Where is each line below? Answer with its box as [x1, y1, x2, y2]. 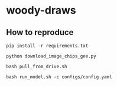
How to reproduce [6, 27, 74, 37]
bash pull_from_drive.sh [6, 63, 67, 69]
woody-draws [6, 4, 76, 17]
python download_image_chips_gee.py [6, 53, 96, 59]
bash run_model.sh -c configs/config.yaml [6, 74, 112, 80]
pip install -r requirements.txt [6, 43, 89, 49]
